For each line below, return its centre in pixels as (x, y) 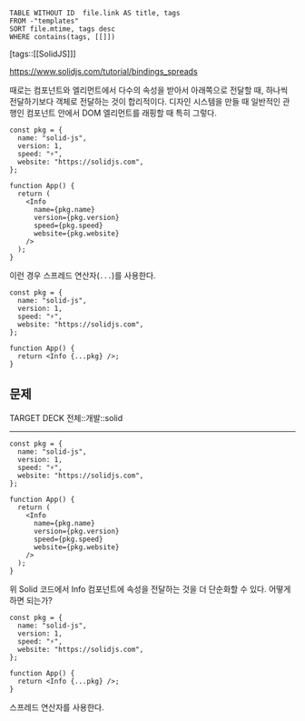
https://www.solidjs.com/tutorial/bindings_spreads (103, 71)
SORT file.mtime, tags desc (63, 29)
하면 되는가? (31, 600)
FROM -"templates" (44, 21)
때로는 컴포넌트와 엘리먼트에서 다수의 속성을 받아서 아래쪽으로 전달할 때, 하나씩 (149, 90)
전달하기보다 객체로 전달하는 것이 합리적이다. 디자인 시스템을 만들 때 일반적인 (145, 101)
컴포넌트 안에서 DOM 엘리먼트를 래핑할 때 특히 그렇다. (122, 113)
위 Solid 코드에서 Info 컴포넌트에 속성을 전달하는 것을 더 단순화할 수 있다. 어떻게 (150, 589)
